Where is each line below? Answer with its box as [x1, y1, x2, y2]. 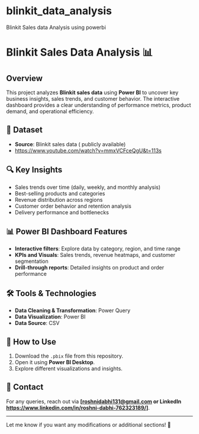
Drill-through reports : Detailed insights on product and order [14, 264, 165, 271]
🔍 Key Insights [6, 165, 63, 175]
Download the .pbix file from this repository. [14, 352, 123, 359]
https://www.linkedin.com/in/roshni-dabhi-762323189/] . [6, 404, 150, 411]
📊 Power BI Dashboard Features [6, 226, 128, 236]
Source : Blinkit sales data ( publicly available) [14, 140, 126, 147]
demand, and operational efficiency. [6, 108, 94, 115]
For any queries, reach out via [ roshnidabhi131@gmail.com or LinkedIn [6, 398, 182, 405]
